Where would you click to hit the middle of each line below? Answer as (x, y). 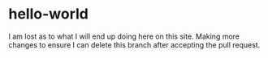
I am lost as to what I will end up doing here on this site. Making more (124, 36)
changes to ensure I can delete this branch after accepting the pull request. (134, 44)
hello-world (49, 14)
